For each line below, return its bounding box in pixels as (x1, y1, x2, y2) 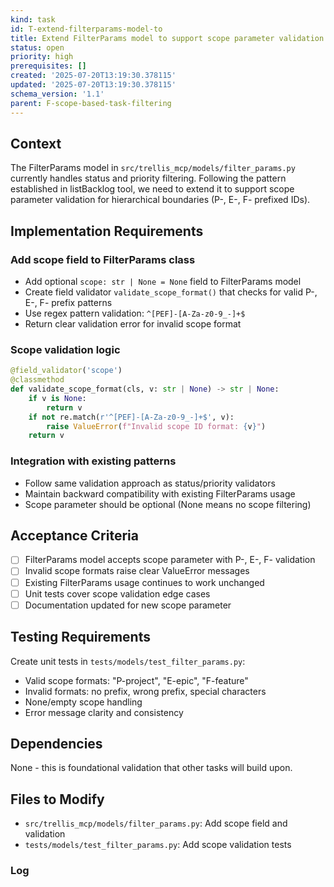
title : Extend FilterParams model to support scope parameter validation (10, 33, 325, 43)
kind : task (10, 14, 56, 25)
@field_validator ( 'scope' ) (10, 366, 123, 376)
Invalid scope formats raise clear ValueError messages (24, 565, 250, 577)
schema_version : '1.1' (10, 89, 105, 99)
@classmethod (10, 375, 65, 385)
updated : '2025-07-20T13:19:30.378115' (10, 80, 177, 90)
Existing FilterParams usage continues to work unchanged (24, 576, 265, 588)
